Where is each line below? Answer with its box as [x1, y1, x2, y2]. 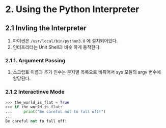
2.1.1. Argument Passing [5, 57, 66, 64]
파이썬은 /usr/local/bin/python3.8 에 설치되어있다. [12, 38, 118, 44]
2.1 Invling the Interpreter [5, 24, 87, 32]
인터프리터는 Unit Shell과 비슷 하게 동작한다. [12, 44, 101, 50]
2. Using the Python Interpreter [5, 4, 140, 15]
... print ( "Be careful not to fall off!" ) [5, 109, 106, 114]
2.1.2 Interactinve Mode [5, 89, 65, 96]
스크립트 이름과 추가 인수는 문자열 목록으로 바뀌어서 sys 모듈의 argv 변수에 [12, 69, 161, 75]
